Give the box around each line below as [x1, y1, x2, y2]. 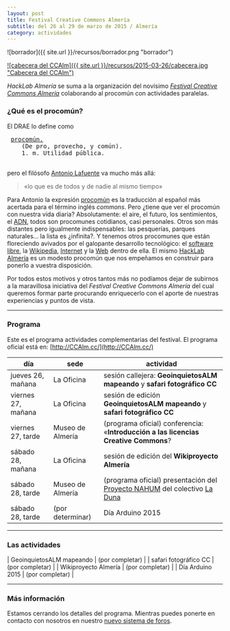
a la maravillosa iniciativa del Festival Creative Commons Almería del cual [7, 282, 214, 290]
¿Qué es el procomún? [7, 106, 84, 116]
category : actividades [7, 29, 72, 36]
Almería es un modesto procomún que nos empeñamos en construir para [7, 253, 214, 262]
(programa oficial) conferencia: [103, 418, 204, 428]
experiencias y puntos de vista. [7, 296, 95, 304]
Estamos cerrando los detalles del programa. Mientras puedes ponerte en [7, 609, 216, 618]
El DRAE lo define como [7, 122, 74, 130]
